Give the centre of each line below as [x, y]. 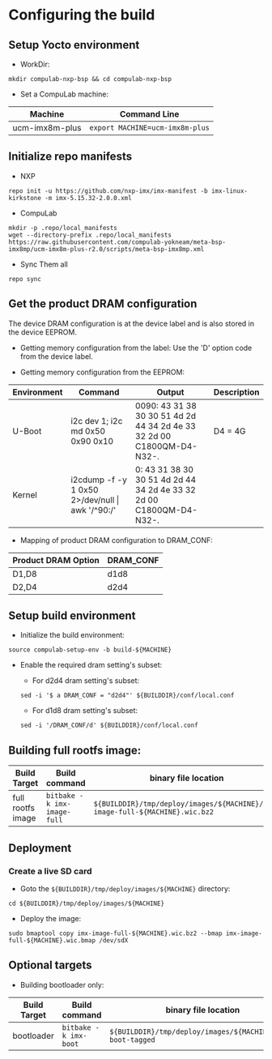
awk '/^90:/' [93, 510]
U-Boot [27, 431]
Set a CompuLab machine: [64, 94]
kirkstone [25, 198]
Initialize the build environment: [72, 635]
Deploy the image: [51, 918]
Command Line [149, 114]
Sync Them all [44, 264]
